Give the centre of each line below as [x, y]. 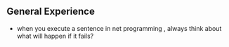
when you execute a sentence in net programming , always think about [119, 28]
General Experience [51, 12]
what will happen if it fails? [55, 36]
